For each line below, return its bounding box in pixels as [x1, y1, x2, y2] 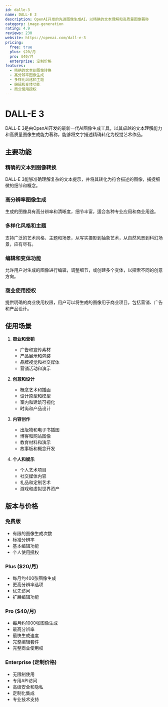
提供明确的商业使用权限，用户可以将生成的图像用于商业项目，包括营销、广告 [5, 299, 163, 306]
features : [5, 63, 26, 68]
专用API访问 [12, 677, 37, 683]
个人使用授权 [12, 549, 39, 555]
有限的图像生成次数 [12, 530, 52, 536]
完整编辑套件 [12, 639, 39, 645]
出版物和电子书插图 [19, 427, 60, 433]
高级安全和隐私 [12, 683, 43, 689]
